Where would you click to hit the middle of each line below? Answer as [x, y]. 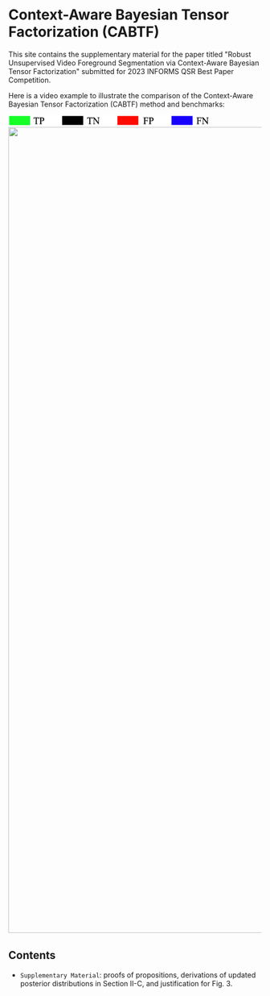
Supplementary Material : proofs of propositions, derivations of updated [138, 975]
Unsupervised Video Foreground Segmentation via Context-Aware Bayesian [134, 63]
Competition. [30, 80]
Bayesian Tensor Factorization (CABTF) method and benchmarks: [117, 104]
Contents [32, 955]
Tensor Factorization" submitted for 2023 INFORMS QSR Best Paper [121, 71]
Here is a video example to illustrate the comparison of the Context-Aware [131, 95]
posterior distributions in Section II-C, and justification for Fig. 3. [126, 983]
